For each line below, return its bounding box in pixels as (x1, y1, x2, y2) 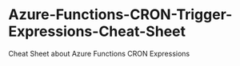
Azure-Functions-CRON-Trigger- (8, 6, 233, 24)
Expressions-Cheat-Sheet (8, 22, 186, 41)
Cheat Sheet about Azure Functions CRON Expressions (8, 49, 190, 58)
